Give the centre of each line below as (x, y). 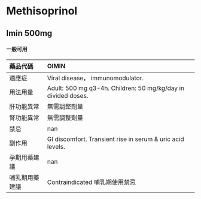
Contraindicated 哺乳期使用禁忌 (92, 182)
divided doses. (68, 95)
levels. (56, 146)
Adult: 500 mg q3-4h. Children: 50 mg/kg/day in (115, 88)
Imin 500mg (29, 33)
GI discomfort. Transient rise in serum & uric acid (115, 139)
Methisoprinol (42, 11)
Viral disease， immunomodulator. (95, 78)
